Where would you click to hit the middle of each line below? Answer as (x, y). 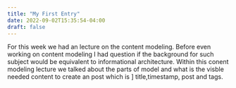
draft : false (26, 27)
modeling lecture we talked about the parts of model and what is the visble (116, 69)
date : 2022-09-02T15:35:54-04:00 (56, 20)
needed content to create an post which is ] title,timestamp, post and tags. (115, 77)
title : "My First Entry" (44, 14)
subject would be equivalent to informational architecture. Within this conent (118, 62)
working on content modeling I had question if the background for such (111, 54)
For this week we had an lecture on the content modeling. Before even (109, 47)
